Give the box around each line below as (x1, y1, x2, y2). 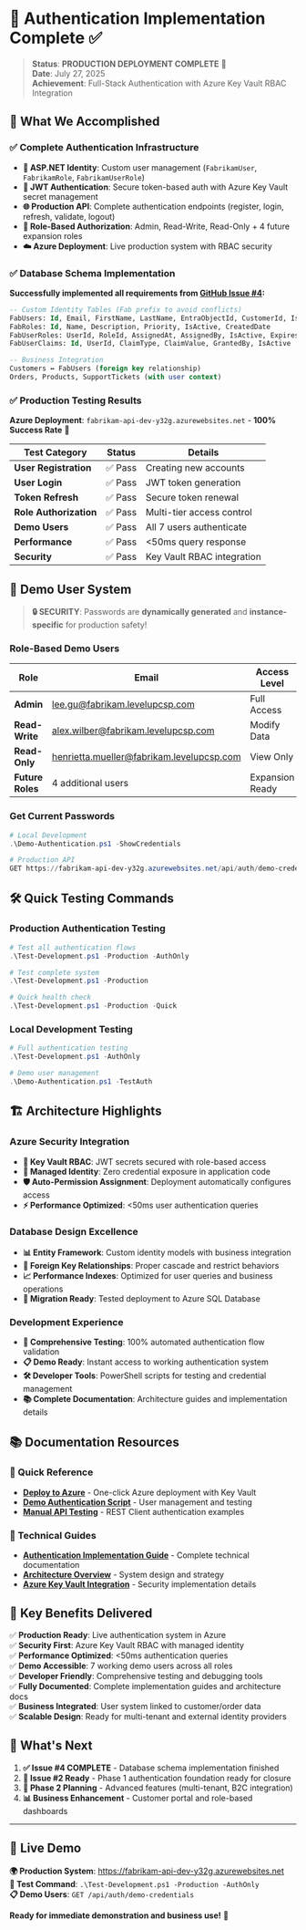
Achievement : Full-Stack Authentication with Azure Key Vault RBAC (31, 78, 287, 88)
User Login (14, 476, 63, 489)
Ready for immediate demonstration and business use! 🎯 (9, 1910, 229, 1921)
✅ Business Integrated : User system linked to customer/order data (9, 1700, 261, 1711)
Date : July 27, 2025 (31, 67, 106, 78)
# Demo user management (9, 1069, 100, 1078)
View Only (250, 751, 294, 763)
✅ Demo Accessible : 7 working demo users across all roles (9, 1660, 233, 1671)
